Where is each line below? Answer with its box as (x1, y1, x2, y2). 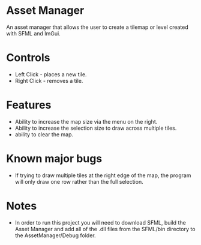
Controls (6, 51, 50, 65)
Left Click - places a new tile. (14, 70, 87, 78)
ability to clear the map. (14, 130, 74, 138)
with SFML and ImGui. (6, 29, 61, 37)
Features (6, 98, 52, 112)
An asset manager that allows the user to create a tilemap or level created (6, 23, 189, 31)
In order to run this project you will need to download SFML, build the (14, 219, 186, 226)
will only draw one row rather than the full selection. (14, 178, 143, 185)
